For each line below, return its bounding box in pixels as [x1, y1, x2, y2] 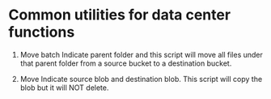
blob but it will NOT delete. [19, 83, 109, 93]
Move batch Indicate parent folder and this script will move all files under [19, 49, 263, 59]
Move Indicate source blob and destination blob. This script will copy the [19, 74, 263, 84]
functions [8, 23, 75, 41]
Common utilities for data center [8, 6, 231, 24]
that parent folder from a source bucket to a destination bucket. [19, 58, 232, 68]
